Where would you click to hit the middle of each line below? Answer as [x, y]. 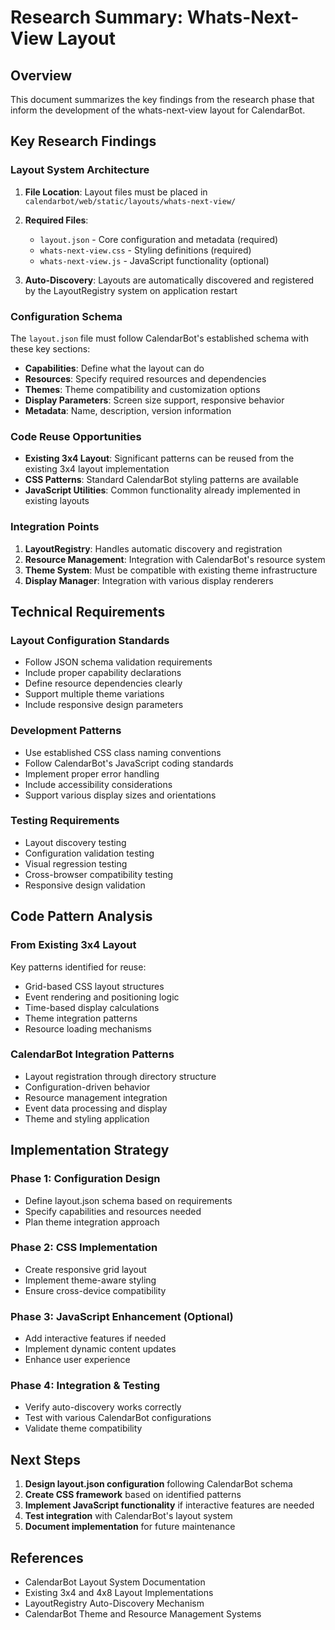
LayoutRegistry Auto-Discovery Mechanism [114, 1603]
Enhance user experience [77, 1360]
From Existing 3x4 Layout [73, 945]
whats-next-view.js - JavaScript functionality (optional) [154, 260]
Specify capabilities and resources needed [113, 1211]
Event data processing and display [96, 1108]
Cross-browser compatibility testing [99, 874]
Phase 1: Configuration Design [85, 1179]
